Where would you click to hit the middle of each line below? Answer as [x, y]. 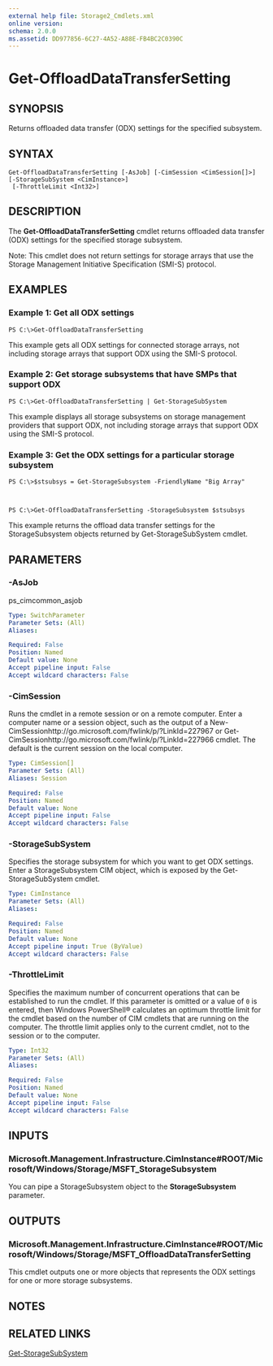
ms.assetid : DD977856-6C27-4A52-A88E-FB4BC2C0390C [96, 39]
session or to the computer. [54, 1035]
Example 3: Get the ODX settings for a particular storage [121, 454]
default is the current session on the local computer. [95, 748]
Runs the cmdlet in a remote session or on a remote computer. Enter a [126, 714]
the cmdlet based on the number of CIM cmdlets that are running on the [129, 1018]
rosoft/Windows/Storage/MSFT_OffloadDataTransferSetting [130, 1254]
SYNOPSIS [36, 108]
